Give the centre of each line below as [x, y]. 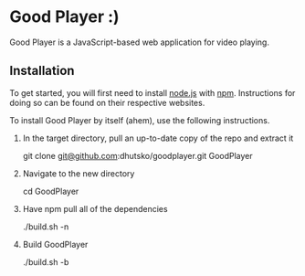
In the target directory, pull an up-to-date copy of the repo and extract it [158, 138]
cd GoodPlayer [51, 191]
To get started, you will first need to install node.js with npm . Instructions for [152, 92]
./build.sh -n [46, 227]
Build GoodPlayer [55, 244]
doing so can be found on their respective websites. [107, 102]
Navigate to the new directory [79, 173]
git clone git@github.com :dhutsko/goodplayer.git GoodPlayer [137, 155]
